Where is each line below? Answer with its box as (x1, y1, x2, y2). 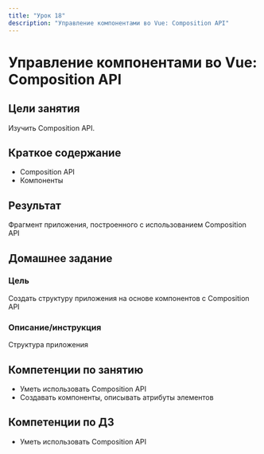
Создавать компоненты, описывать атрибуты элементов (19, 392, 214, 402)
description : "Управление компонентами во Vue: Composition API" (8, 19, 229, 27)
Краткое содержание (8, 146, 122, 159)
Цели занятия (8, 102, 80, 115)
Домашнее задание (8, 252, 113, 265)
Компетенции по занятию (8, 363, 144, 377)
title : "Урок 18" (8, 11, 66, 20)
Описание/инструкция (8, 322, 102, 333)
